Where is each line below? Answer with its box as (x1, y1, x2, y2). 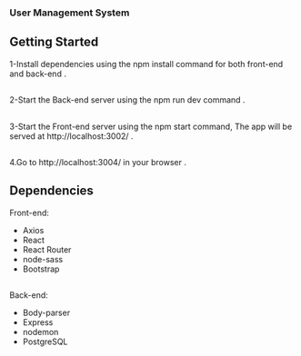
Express (22, 317, 54, 328)
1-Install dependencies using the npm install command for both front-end (9, 58, 284, 69)
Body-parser (22, 307, 71, 319)
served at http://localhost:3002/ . (9, 130, 134, 142)
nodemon (22, 327, 59, 338)
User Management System (9, 6, 130, 19)
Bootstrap (22, 263, 60, 274)
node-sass (22, 253, 64, 264)
